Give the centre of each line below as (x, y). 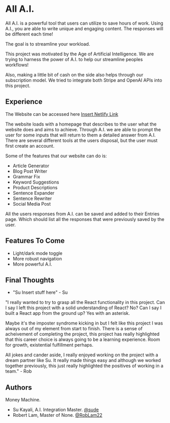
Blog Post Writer (30, 171)
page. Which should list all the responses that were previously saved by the (85, 219)
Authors (19, 387)
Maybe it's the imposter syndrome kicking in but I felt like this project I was (84, 323)
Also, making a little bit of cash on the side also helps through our (74, 74)
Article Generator (31, 166)
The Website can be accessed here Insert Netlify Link (62, 114)
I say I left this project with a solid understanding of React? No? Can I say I (83, 308)
